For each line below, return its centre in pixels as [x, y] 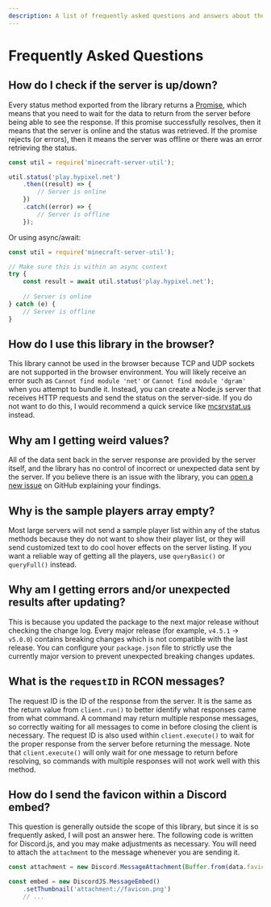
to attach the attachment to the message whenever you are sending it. [124, 852]
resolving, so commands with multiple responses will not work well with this [134, 761]
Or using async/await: [45, 237]
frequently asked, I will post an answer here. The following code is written [131, 835]
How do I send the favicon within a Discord [118, 795]
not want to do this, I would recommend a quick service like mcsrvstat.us [130, 406]
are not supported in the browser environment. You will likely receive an [127, 372]
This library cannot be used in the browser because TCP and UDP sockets [132, 364]
